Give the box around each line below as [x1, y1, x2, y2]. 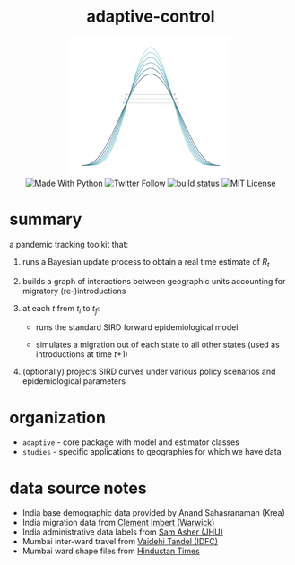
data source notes [9, 478, 147, 499]
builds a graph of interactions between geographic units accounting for [22, 275, 286, 286]
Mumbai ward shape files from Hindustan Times [22, 545, 200, 557]
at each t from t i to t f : [22, 302, 100, 316]
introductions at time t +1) [35, 349, 128, 360]
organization [9, 407, 106, 428]
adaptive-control [86, 6, 215, 27]
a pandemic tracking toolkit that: [9, 239, 129, 249]
